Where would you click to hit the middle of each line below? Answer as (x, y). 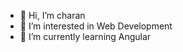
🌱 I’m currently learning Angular (85, 36)
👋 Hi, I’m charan (52, 15)
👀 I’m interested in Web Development (96, 26)
